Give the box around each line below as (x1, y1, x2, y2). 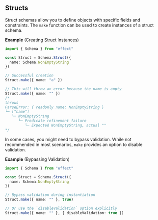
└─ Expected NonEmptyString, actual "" (25, 123, 106, 128)
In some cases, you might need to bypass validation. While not (5, 136, 132, 142)
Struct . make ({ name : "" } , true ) (5, 197, 74, 202)
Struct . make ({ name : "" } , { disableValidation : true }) (5, 210, 124, 215)
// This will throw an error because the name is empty (5, 87, 122, 92)
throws (5, 100, 19, 105)
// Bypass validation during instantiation (5, 193, 96, 197)
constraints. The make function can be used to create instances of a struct (5, 22, 154, 28)
